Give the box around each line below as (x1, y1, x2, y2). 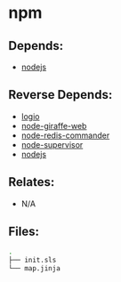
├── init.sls (8, 256, 57, 265)
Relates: (8, 174, 55, 189)
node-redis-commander (20, 130, 110, 141)
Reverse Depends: (8, 87, 113, 102)
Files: (8, 224, 39, 239)
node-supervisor (20, 139, 84, 149)
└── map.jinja (8, 264, 61, 273)
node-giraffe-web (20, 120, 87, 131)
